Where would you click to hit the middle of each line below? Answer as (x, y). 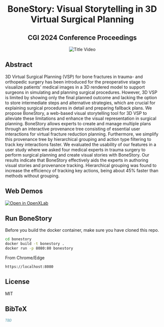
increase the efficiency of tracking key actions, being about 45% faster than (82, 170)
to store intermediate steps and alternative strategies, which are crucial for (80, 103)
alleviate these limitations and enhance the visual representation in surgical (81, 118)
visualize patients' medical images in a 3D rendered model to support (75, 87)
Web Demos (24, 191)
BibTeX (16, 309)
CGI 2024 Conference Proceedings (82, 38)
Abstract (19, 65)
